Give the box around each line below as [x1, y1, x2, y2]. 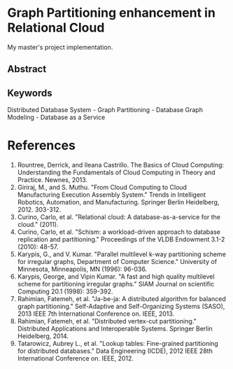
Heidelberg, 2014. [17, 332, 69, 340]
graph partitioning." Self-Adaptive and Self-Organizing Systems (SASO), [17, 302, 225, 311]
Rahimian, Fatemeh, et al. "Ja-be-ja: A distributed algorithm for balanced [17, 295, 226, 303]
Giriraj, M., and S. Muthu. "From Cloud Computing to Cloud [17, 183, 188, 192]
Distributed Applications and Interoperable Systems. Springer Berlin [17, 324, 213, 333]
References [7, 138, 76, 153]
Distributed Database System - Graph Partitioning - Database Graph [7, 106, 203, 114]
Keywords [7, 87, 52, 99]
